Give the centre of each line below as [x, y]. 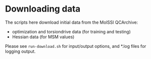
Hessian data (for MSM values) [43, 37]
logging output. [20, 51]
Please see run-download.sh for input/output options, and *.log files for [76, 46]
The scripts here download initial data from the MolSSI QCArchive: [72, 22]
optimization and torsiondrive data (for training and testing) [71, 31]
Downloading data [43, 9]
